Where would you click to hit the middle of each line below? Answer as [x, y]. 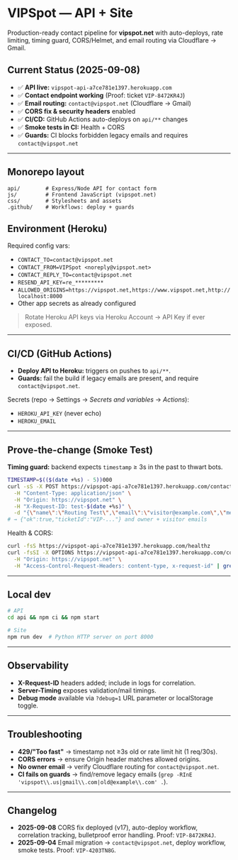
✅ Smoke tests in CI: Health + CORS [71, 127]
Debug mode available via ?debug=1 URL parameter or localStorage [115, 698]
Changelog [32, 810]
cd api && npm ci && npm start [53, 618]
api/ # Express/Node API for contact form [82, 188]
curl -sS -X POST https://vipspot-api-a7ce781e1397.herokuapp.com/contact [120, 486]
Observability [38, 666]
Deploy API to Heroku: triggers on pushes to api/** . [94, 371]
